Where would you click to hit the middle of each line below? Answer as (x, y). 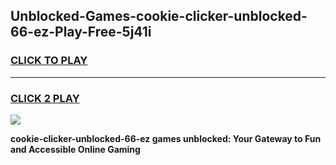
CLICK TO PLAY (49, 61)
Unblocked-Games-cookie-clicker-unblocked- (159, 16)
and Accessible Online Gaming (75, 149)
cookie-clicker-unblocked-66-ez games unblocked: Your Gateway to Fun (166, 138)
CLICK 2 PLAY (45, 98)
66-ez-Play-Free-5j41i (81, 32)
